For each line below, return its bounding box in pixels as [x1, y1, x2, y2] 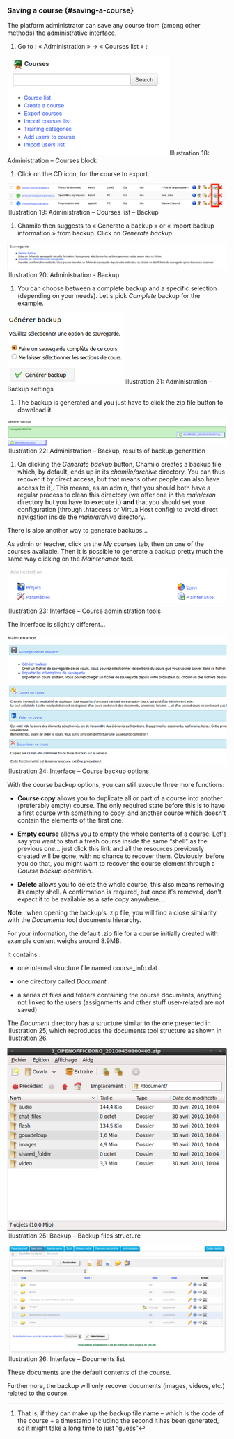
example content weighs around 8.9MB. [7, 937, 122, 945]
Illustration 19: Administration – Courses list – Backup [7, 208, 159, 217]
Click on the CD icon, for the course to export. [17, 170, 150, 178]
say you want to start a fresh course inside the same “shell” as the [17, 837, 208, 846]
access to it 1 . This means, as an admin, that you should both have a [17, 482, 211, 492]
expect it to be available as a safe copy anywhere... [17, 895, 165, 903]
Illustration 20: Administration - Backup [7, 271, 120, 279]
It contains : [7, 950, 41, 959]
